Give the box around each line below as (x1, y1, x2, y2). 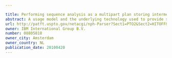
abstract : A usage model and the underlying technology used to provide (5, 16, 164, 22)
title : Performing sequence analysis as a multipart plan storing (5, 12, 150, 17)
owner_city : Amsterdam (5, 36, 54, 41)
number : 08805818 (5, 31, 42, 36)
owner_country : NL (5, 40, 45, 46)
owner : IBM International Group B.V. (5, 26, 86, 31)
